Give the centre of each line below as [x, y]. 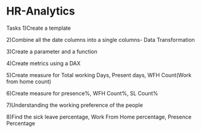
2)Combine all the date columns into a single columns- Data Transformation [100, 39]
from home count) [29, 81]
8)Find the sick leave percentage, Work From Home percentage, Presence [99, 117]
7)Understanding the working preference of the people [75, 105]
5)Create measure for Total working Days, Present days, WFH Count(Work [99, 75]
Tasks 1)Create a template [39, 28]
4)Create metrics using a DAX [43, 63]
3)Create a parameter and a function [52, 51]
